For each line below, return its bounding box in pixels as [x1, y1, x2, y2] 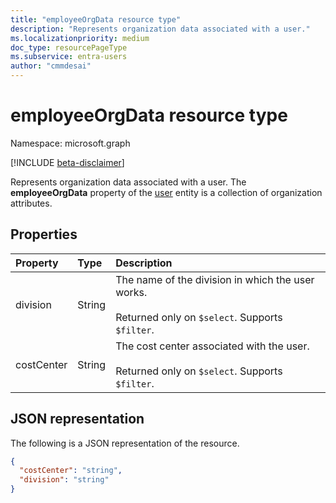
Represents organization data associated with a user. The [10, 176, 247, 188]
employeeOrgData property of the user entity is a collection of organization [10, 186, 323, 198]
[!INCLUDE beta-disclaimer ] [10, 156, 125, 168]
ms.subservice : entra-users [10, 52, 128, 62]
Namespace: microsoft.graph [10, 137, 131, 149]
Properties [10, 226, 78, 243]
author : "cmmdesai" [10, 61, 92, 71]
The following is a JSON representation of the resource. [10, 437, 240, 449]
